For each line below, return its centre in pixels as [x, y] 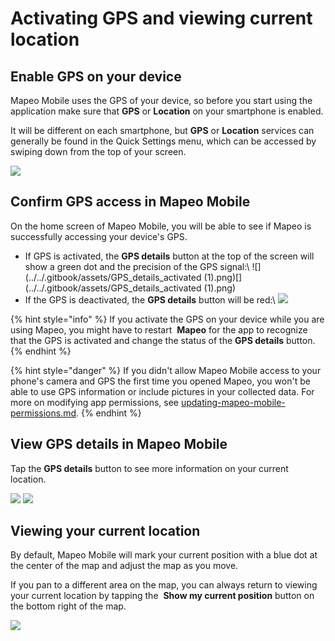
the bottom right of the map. [68, 606]
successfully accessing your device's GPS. [99, 236]
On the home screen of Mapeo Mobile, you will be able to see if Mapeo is [161, 226]
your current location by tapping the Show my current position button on [162, 596]
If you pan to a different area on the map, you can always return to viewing [164, 585]
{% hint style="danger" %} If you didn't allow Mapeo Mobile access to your [166, 370]
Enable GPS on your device [96, 76]
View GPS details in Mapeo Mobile [119, 444]
